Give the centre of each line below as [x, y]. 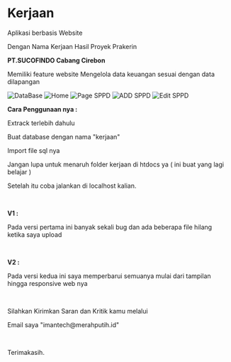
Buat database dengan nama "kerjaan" [64, 137]
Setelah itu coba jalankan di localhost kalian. [72, 186]
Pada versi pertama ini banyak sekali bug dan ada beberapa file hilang [110, 227]
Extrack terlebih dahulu [41, 123]
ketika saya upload [35, 234]
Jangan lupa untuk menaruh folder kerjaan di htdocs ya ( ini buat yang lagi [116, 164]
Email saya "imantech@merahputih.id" [63, 324]
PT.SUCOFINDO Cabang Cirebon [56, 60]
